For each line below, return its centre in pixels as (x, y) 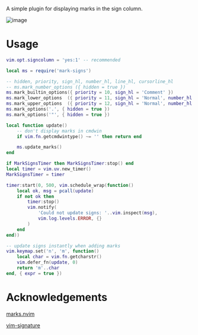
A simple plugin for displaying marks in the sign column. (74, 9)
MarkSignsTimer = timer (36, 174)
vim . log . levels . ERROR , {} (70, 219)
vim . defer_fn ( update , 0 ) (47, 262)
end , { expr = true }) (34, 273)
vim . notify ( (42, 208)
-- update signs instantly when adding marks (63, 246)
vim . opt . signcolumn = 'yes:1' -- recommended (63, 60)
